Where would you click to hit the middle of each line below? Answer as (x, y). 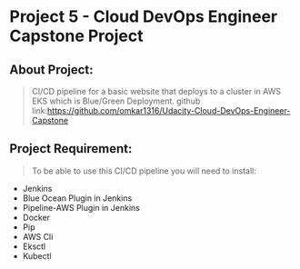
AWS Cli (38, 236)
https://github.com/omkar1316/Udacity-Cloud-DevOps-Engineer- (169, 110)
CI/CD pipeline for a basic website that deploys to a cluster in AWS (156, 91)
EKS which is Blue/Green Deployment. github (116, 101)
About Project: (51, 70)
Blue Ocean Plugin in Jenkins (77, 198)
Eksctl (34, 246)
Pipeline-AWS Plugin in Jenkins (81, 207)
